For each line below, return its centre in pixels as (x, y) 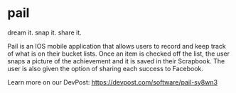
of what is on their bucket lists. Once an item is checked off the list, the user (118, 54)
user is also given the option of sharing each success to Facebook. (106, 68)
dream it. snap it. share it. (44, 32)
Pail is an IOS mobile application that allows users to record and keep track (117, 46)
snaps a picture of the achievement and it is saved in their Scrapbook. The (116, 61)
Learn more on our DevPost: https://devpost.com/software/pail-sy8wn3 (113, 82)
